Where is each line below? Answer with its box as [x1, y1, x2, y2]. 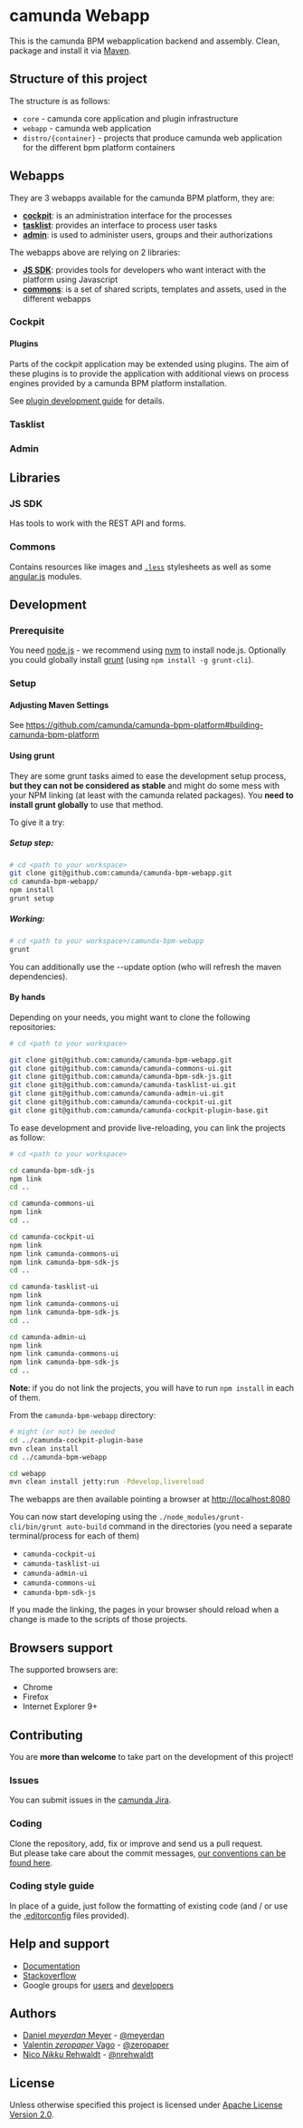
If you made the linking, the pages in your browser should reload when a [9, 1604, 279, 1615]
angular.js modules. [9, 570, 82, 581]
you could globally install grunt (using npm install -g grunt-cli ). [9, 655, 254, 666]
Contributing [9, 1727, 83, 1743]
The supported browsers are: [9, 1665, 118, 1676]
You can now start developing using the [9, 1511, 157, 1522]
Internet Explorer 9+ [22, 1701, 98, 1712]
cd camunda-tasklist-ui [9, 1282, 99, 1292]
